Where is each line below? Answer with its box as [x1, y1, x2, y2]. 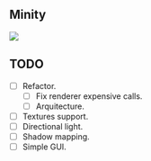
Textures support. [22, 111, 89, 121]
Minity [9, 7, 47, 22]
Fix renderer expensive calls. [35, 90, 143, 102]
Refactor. [22, 80, 57, 91]
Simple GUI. [22, 141, 67, 152]
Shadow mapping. [22, 130, 90, 142]
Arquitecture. [35, 101, 85, 112]
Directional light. [22, 121, 84, 131]
